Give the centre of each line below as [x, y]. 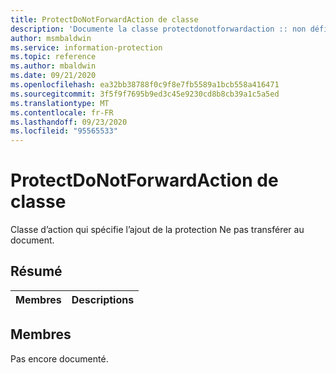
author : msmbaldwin [51, 38]
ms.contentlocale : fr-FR [62, 112]
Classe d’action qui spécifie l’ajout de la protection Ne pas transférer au [157, 230]
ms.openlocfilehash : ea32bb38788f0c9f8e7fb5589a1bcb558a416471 [145, 85]
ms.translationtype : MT [60, 103]
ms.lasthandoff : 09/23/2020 [69, 122]
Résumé [36, 271]
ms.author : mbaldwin [53, 66]
